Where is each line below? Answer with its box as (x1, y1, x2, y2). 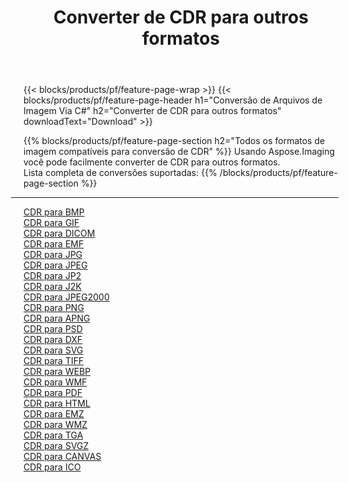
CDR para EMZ (23, 408, 85, 420)
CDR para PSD (23, 323, 83, 335)
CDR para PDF (23, 387, 83, 399)
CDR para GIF (23, 217, 80, 229)
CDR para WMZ (23, 419, 88, 431)
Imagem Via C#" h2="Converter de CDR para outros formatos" (23, 105, 282, 117)
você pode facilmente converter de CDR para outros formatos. (23, 156, 281, 168)
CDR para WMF (23, 376, 88, 388)
